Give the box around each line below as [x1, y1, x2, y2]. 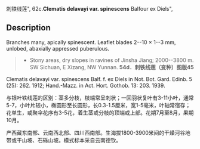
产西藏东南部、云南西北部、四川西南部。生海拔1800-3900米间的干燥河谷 [6, 129, 186, 136]
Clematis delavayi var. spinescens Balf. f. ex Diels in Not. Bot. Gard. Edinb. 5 [6, 75, 193, 82]
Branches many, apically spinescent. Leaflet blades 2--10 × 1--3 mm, [6, 38, 176, 46]
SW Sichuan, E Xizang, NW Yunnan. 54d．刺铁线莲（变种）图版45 [29, 63, 194, 70]
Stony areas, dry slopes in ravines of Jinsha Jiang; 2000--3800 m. [29, 56, 194, 64]
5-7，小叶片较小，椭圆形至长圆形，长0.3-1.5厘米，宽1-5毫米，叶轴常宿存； [6, 101, 191, 108]
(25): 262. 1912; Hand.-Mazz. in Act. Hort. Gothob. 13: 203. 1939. [6, 82, 165, 89]
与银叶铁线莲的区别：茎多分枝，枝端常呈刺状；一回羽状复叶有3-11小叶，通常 [6, 94, 194, 101]
